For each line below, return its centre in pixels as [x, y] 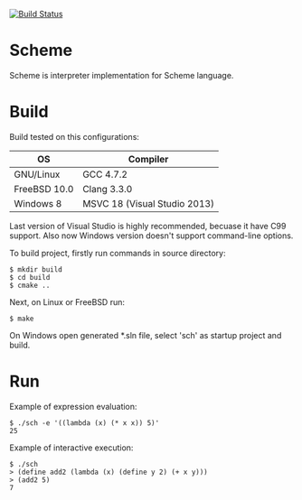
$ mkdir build [36, 269]
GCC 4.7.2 [105, 174]
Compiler [148, 159]
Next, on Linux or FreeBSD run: [67, 301]
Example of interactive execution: [71, 448]
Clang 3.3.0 [108, 189]
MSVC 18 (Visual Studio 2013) [149, 203]
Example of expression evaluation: [73, 406]
